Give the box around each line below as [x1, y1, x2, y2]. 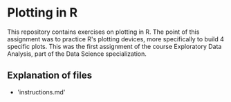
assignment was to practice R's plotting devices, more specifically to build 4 [7, 34, 225, 43]
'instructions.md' [17, 88, 66, 96]
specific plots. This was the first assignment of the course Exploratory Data [7, 42, 222, 50]
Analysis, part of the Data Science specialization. [7, 50, 147, 58]
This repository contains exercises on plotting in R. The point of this [7, 28, 200, 36]
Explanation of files [7, 70, 93, 81]
